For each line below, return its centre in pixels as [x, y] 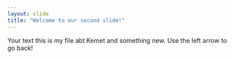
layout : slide [28, 14]
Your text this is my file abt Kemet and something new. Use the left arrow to [117, 40]
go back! [20, 48]
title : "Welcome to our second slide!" [66, 20]
